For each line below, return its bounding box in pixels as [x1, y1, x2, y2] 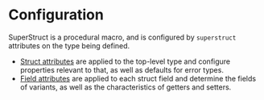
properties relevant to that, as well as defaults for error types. [19, 65, 224, 74]
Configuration [8, 6, 105, 24]
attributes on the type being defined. [8, 40, 130, 50]
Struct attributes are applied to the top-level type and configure [19, 56, 231, 66]
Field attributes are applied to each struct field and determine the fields [19, 73, 256, 83]
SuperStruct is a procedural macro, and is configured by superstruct [8, 32, 237, 42]
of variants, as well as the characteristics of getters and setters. [19, 82, 232, 92]
